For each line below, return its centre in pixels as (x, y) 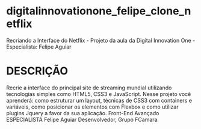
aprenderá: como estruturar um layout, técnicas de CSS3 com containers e (99, 100)
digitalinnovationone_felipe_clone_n (99, 11)
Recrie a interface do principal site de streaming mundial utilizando (89, 88)
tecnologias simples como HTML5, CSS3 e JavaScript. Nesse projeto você (99, 94)
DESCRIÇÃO (37, 71)
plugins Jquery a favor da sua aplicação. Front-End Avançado (83, 113)
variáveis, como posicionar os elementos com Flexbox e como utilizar (92, 107)
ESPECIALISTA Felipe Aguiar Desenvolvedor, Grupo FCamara (82, 119)
